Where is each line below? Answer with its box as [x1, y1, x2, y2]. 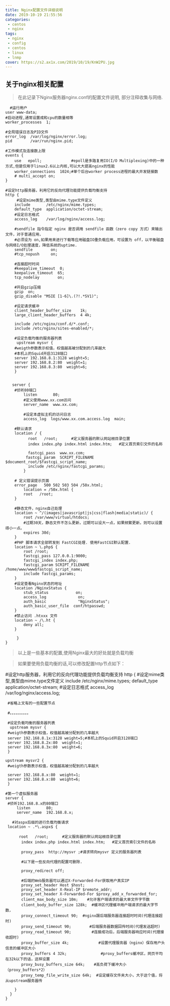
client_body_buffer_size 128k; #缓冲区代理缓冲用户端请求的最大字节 [21, 902, 158, 908]
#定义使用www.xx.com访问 [23, 398, 72, 403]
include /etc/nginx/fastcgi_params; [27, 464, 106, 469]
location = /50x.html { [23, 487, 74, 493]
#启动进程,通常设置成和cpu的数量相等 [5, 115, 74, 120]
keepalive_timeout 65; [14, 271, 65, 276]
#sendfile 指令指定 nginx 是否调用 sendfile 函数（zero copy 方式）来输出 [14, 226, 163, 232]
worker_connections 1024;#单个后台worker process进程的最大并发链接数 [14, 169, 158, 174]
